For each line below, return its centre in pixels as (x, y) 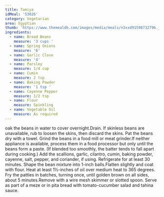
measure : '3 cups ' (34, 42)
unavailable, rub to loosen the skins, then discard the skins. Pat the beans (79, 133)
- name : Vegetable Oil (32, 110)
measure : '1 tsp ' (32, 87)
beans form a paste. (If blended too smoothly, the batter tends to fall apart (80, 149)
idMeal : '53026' (21, 14)
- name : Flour (24, 101)
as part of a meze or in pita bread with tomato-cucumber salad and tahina (79, 185)
